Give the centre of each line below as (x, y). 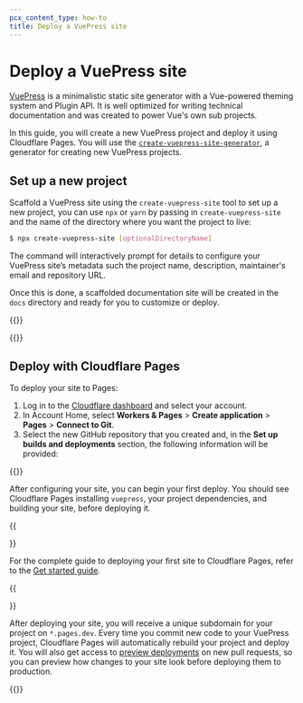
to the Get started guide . (55, 570)
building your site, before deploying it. (80, 508)
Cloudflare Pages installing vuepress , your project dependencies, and (138, 498)
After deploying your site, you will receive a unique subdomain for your (141, 623)
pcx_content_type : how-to (58, 18)
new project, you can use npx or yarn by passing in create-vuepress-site (145, 212)
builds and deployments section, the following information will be (145, 444)
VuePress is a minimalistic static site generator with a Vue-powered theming (151, 96)
